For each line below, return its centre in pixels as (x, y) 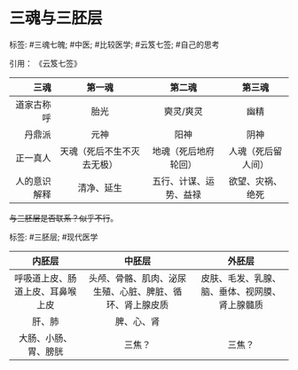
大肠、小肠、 (46, 338)
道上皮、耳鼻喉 (46, 291)
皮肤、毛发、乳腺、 (241, 278)
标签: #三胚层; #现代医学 (54, 237)
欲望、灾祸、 (256, 181)
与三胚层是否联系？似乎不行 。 (63, 217)
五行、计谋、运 (184, 181)
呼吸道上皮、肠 (46, 278)
